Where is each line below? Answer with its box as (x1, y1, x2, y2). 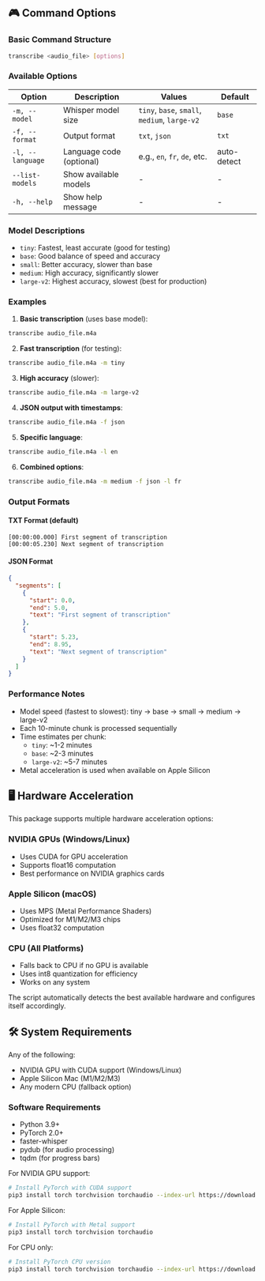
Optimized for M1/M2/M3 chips (19, 914, 121, 924)
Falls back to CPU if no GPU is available (19, 961, 148, 970)
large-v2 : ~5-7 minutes (31, 757, 108, 767)
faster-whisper (19, 1136, 69, 1146)
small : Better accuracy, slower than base (19, 260, 153, 269)
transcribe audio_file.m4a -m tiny (8, 359, 125, 367)
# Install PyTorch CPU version (8, 1257, 111, 1266)
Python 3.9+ (19, 1120, 61, 1129)
